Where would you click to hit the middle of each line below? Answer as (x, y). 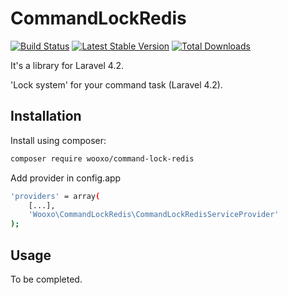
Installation (46, 116)
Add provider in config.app (66, 178)
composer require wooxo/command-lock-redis (102, 158)
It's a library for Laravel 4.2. (67, 65)
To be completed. (46, 279)
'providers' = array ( (55, 196)
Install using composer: (58, 140)
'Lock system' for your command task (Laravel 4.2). (116, 84)
